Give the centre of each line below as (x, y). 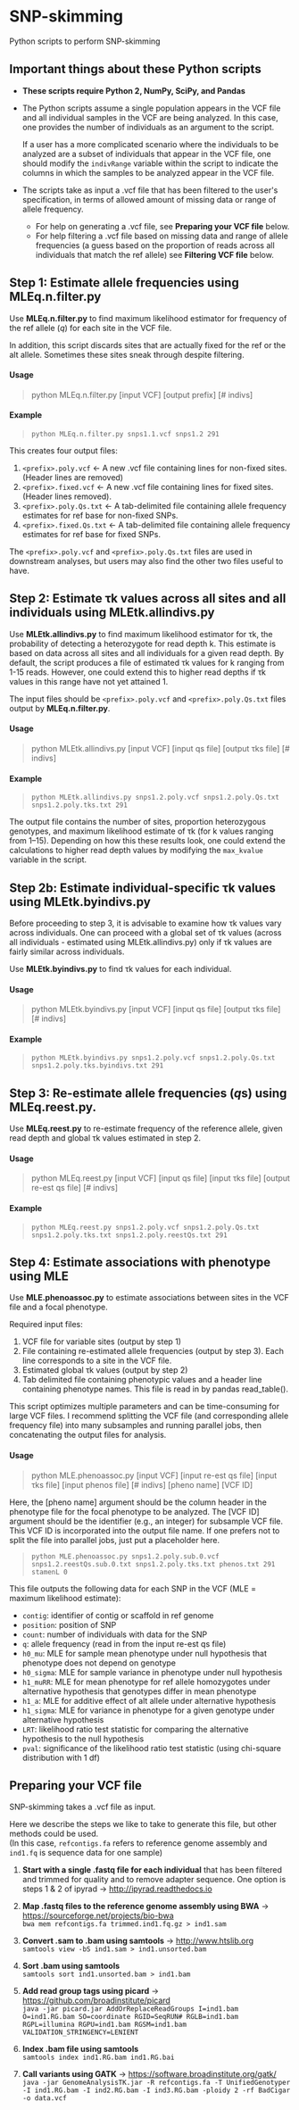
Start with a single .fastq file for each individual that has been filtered (152, 1870)
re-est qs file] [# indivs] (75, 1188)
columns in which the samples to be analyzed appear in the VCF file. (148, 172)
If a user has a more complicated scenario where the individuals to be (150, 144)
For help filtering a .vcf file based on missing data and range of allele (162, 236)
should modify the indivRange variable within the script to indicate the (150, 163)
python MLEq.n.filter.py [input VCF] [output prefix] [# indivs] (142, 395)
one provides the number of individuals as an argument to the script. (148, 127)
